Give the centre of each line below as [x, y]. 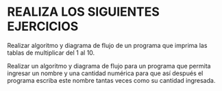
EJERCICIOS [43, 26]
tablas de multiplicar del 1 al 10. [51, 53]
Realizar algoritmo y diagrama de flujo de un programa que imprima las [107, 45]
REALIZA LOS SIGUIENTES [83, 12]
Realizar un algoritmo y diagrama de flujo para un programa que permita [109, 66]
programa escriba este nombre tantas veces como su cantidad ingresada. [111, 80]
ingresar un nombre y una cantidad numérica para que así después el [105, 73]
